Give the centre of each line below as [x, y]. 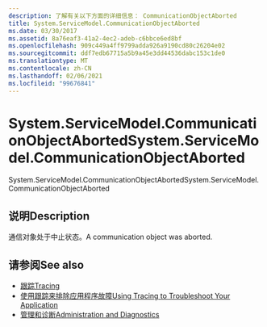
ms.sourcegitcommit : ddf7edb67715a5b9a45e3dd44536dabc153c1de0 [117, 53]
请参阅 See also [46, 264]
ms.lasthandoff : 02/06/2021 [56, 76]
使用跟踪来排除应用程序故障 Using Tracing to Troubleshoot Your [125, 296]
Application [39, 305]
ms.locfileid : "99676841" [52, 83]
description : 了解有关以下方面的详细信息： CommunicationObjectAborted [123, 16]
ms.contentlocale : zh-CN [50, 69]
